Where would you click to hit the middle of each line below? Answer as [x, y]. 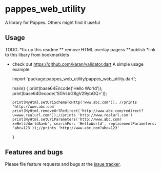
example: [21, 69]
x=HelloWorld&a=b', [32, 124]
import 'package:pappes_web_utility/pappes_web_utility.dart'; [74, 78]
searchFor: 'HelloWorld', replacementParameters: [105, 124]
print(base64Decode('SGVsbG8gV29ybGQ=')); [60, 93]
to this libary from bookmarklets [37, 55]
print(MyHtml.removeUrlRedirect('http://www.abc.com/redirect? [78, 111]
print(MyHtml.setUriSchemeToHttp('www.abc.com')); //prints [74, 102]
